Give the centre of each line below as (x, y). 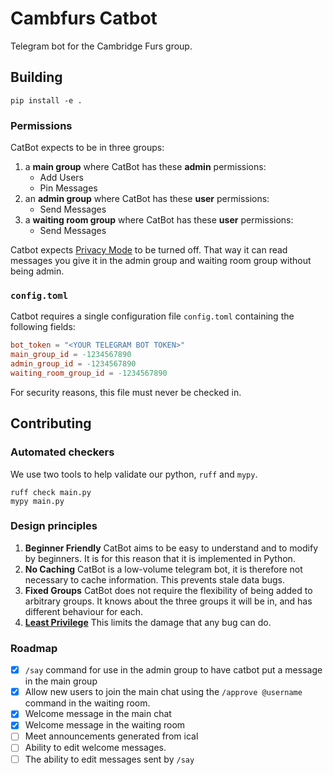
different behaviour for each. (83, 611)
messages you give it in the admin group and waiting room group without (161, 261)
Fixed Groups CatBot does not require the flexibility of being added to (168, 590)
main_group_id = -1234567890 (71, 355)
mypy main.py (37, 501)
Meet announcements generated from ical (111, 736)
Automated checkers (62, 452)
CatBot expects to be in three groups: (87, 148)
